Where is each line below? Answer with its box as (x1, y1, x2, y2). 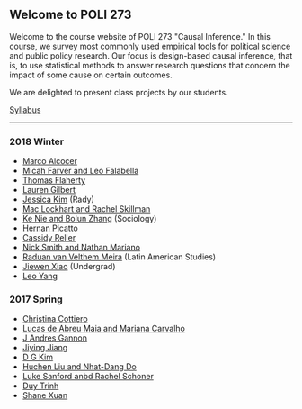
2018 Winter (9, 135, 65, 148)
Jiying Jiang (22, 342, 68, 353)
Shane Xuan (22, 390, 68, 401)
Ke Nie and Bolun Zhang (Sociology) (22, 214, 157, 224)
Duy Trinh (22, 380, 59, 391)
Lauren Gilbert (22, 185, 76, 195)
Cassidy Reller (22, 232, 76, 243)
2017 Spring (9, 293, 63, 305)
